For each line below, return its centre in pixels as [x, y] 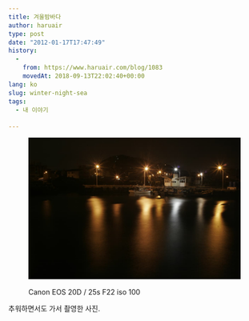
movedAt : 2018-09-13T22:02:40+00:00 [84, 76]
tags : [17, 101]
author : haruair [35, 25]
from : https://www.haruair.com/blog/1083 [92, 68]
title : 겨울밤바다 [35, 17]
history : [23, 51]
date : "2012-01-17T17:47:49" [57, 42]
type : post [26, 34]
